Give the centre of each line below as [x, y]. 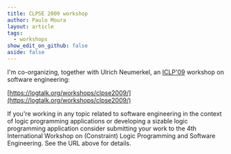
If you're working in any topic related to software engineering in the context [115, 113]
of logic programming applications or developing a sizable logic [98, 121]
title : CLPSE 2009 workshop [48, 14]
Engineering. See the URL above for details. [69, 143]
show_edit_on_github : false [48, 46]
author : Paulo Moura [37, 20]
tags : [15, 33]
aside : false [26, 53]
